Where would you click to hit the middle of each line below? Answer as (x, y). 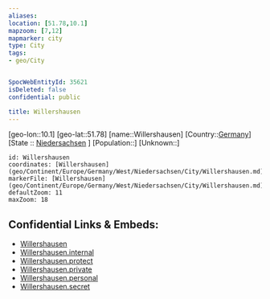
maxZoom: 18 (28, 200)
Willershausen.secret (55, 287)
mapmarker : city (35, 38)
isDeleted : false (37, 89)
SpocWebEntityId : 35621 (48, 82)
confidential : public (45, 97)
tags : (17, 53)
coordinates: (30, 165)
